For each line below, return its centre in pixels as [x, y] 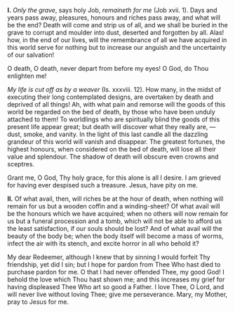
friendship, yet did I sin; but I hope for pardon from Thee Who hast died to [114, 265]
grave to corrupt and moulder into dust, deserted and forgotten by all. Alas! [116, 32]
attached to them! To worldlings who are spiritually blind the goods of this [114, 119]
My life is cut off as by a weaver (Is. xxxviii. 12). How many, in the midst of [114, 89]
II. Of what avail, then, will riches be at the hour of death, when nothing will [115, 199]
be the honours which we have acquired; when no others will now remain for [118, 214]
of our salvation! [31, 55]
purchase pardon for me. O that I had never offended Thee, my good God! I [116, 272]
